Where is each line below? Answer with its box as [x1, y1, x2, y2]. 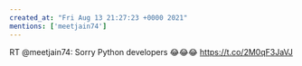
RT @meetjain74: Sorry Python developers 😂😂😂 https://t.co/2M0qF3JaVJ [9, 46, 294, 57]
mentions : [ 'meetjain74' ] [9, 22, 107, 31]
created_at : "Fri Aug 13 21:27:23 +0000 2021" [9, 13, 188, 23]
